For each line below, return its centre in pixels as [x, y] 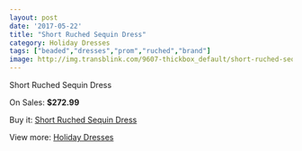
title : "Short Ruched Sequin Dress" [78, 34]
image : [22, 59]
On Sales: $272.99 [44, 102]
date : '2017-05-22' [46, 26]
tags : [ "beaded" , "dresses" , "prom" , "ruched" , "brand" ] [110, 51]
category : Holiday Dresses [60, 43]
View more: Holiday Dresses [62, 137]
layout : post [34, 18]
